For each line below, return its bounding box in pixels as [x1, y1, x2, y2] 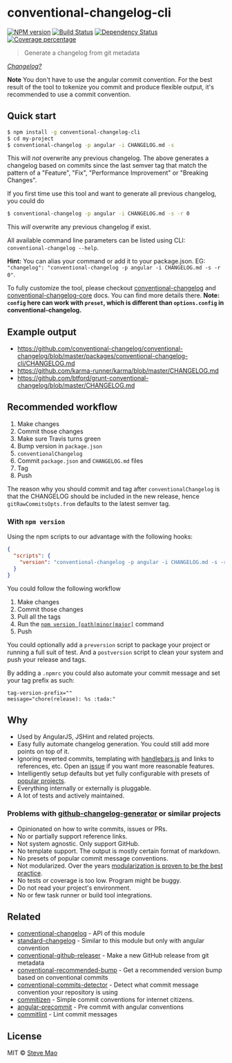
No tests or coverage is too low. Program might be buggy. [17, 876, 182, 884]
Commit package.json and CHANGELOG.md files [17, 456, 144, 465]
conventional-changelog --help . [7, 244, 99, 252]
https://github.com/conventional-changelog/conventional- [17, 344, 183, 353]
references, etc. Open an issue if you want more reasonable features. [17, 762, 215, 771]
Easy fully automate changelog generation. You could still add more [17, 740, 209, 748]
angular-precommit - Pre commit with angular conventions [17, 1003, 184, 1011]
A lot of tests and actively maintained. [17, 791, 125, 800]
